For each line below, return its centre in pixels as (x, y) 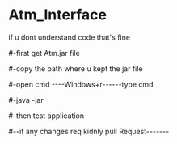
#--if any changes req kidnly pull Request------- (89, 131)
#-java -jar (26, 100)
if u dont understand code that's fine (70, 37)
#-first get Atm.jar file (44, 53)
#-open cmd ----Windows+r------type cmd (81, 84)
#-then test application (46, 116)
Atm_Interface (58, 15)
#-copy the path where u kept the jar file (76, 68)
